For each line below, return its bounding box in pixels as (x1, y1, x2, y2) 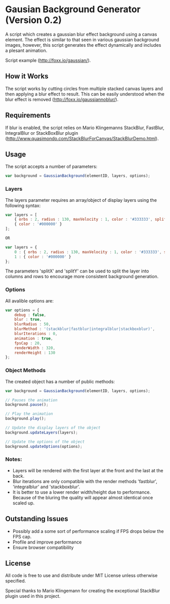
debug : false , (14, 312, 47, 317)
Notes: (5, 456, 22, 463)
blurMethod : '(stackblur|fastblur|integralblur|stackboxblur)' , (14, 326, 155, 331)
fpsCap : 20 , (14, 341, 42, 346)
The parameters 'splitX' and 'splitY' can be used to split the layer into (5, 268, 149, 274)
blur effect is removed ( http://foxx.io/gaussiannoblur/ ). (5, 96, 119, 102)
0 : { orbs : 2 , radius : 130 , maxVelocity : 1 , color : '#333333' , (14, 249, 162, 255)
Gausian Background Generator (5, 4, 141, 15)
